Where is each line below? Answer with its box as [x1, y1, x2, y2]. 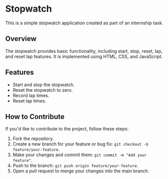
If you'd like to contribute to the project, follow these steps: [5, 126, 128, 132]
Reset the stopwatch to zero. [12, 87, 73, 93]
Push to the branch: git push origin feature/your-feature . [12, 163, 139, 169]
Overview [5, 34, 37, 43]
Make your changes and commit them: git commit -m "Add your [12, 152, 147, 158]
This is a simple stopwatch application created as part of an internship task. [5, 20, 163, 26]
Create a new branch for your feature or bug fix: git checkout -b [12, 141, 149, 147]
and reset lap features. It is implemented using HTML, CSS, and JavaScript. [5, 53, 163, 59]
